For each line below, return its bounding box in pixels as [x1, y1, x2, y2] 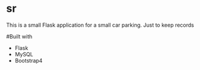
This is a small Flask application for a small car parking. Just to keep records [6, 21, 194, 28]
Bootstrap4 [14, 57, 43, 64]
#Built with [6, 33, 33, 40]
